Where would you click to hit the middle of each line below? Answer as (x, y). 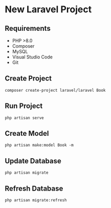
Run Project (24, 106)
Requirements (28, 28)
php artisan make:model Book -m (39, 145)
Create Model (27, 133)
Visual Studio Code (32, 57)
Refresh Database (34, 188)
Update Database (33, 161)
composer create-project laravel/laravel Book (55, 90)
